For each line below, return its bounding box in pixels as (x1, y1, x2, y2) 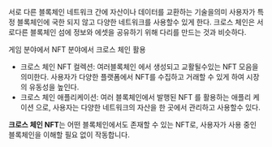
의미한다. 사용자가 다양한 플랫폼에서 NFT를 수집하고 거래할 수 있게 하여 (19, 72, 245, 81)
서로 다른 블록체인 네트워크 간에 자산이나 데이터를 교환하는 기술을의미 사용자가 (8, 7, 256, 16)
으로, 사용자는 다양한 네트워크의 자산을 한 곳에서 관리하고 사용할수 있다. (35, 102, 261, 112)
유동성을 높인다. (28, 82, 80, 92)
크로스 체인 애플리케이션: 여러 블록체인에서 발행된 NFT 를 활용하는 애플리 (19, 93, 252, 102)
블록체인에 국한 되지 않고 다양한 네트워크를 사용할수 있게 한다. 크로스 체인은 (16, 17, 256, 27)
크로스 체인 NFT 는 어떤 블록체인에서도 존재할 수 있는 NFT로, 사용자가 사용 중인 (8, 120, 257, 129)
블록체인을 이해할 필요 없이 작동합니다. (8, 130, 130, 140)
